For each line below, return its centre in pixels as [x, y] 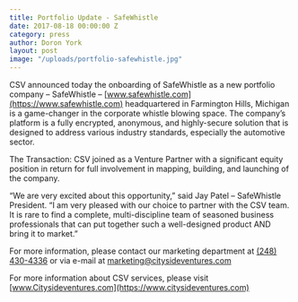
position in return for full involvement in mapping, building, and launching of [149, 168]
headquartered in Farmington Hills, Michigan [207, 104]
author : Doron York [46, 43]
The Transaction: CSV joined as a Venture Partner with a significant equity [146, 159]
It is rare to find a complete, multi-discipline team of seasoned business [142, 215]
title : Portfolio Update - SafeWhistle [84, 17]
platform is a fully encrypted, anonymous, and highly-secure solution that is [149, 123]
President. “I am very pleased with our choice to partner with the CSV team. [149, 205]
